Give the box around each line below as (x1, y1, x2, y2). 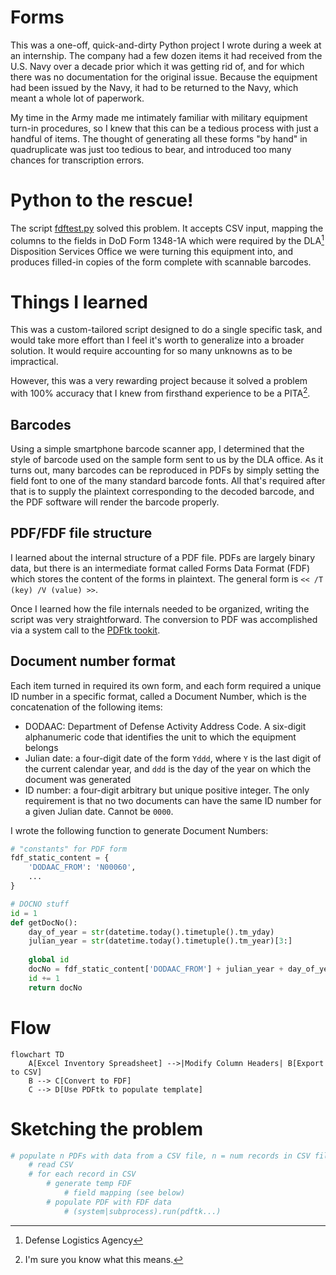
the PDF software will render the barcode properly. (10, 496, 220, 508)
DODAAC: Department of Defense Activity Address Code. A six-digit (24, 720, 307, 732)
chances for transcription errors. (10, 154, 145, 166)
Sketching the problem (10, 1117, 203, 1140)
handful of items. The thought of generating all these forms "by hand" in (10, 132, 308, 145)
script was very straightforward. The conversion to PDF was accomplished (10, 613, 318, 625)
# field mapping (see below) (63, 1188, 186, 1198)
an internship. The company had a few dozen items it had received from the (10, 49, 323, 61)
